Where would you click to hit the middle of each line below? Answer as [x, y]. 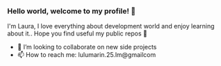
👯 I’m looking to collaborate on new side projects [87, 47]
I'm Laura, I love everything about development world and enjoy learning [111, 26]
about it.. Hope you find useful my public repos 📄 [77, 33]
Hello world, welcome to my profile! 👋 [72, 11]
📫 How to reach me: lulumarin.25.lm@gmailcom [87, 55]
